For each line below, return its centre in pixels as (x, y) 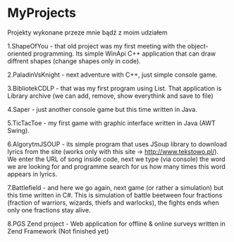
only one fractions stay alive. (49, 210)
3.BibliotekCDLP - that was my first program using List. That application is (115, 88)
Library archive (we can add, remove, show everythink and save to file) (110, 96)
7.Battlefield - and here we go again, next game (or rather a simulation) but (116, 187)
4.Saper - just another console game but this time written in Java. (102, 109)
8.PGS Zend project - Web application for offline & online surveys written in (116, 224)
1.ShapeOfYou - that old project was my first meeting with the (97, 46)
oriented (19, 53)
